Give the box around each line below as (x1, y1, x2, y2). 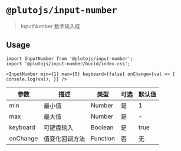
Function (90, 134, 115, 142)
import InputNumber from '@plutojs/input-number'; (6, 55, 133, 62)
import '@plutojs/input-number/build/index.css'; (6, 61, 131, 66)
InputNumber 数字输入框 (20, 22, 81, 29)
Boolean (90, 123, 114, 131)
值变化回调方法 (43, 135, 85, 143)
